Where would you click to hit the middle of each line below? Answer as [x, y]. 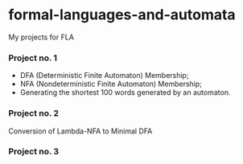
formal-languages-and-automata [122, 15]
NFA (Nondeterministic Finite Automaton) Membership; [111, 84]
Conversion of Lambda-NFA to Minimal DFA [80, 131]
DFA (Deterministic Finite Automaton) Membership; [104, 76]
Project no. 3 [34, 152]
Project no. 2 [33, 113]
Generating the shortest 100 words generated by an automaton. [125, 92]
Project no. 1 [33, 58]
